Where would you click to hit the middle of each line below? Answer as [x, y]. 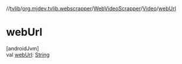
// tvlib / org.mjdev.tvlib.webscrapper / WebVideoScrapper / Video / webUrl [91, 9]
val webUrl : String [28, 55]
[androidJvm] [23, 48]
